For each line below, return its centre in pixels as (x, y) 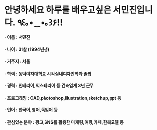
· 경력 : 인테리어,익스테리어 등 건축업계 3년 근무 (49, 86)
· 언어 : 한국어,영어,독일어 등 (31, 110)
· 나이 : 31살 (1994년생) (27, 49)
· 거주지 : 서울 (17, 61)
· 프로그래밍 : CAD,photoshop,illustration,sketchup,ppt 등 (63, 98)
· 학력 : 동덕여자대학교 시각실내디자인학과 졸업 (48, 74)
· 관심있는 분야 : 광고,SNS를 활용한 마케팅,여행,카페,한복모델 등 (64, 122)
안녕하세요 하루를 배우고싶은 (58, 10)
